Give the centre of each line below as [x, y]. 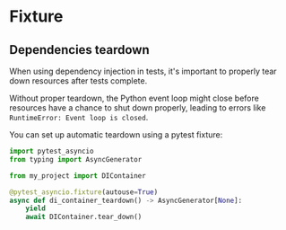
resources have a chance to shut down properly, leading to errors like [138, 108]
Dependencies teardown [79, 50]
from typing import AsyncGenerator [76, 159]
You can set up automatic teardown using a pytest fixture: [116, 135]
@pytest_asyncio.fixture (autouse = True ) [84, 192]
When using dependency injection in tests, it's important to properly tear [143, 71]
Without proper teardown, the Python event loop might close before [134, 98]
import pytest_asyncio [52, 151]
